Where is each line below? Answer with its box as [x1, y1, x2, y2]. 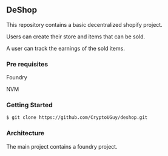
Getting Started [6, 101, 53, 109]
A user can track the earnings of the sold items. [6, 44, 126, 52]
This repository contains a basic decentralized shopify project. [6, 21, 163, 28]
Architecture [6, 129, 45, 138]
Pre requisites [6, 60, 49, 68]
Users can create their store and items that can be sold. [6, 33, 146, 40]
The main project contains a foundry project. [6, 143, 118, 150]
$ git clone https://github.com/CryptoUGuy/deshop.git [6, 115, 148, 121]
